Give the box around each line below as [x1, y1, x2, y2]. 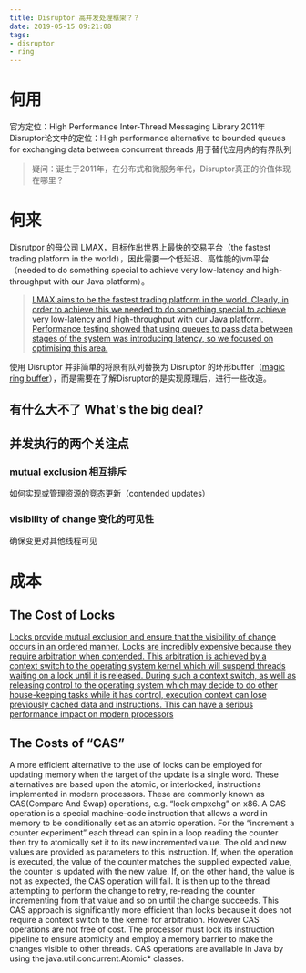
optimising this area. [31, 343, 108, 353]
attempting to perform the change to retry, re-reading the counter [9, 886, 256, 896]
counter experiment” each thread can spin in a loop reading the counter [9, 827, 279, 838]
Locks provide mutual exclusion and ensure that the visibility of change [9, 631, 276, 642]
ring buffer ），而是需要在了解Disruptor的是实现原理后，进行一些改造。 [9, 373, 271, 384]
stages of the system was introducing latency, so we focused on [31, 333, 274, 343]
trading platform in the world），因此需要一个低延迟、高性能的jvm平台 [9, 253, 270, 264]
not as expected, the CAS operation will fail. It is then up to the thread [9, 876, 270, 886]
